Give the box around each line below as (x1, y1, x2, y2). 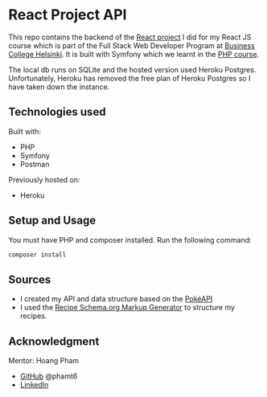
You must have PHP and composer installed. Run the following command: (8, 235, 252, 244)
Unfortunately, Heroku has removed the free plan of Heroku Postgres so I (8, 73, 251, 83)
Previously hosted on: (8, 174, 80, 184)
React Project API (8, 6, 127, 24)
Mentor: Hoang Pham (8, 356, 80, 366)
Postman (19, 159, 50, 169)
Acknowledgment (8, 334, 100, 348)
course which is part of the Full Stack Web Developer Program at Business (8, 40, 255, 50)
